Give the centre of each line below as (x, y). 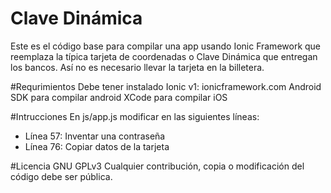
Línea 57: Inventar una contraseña (95, 136)
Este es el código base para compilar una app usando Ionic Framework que (166, 46)
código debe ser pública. (61, 176)
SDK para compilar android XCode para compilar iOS (119, 97)
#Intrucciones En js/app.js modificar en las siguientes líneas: (135, 116)
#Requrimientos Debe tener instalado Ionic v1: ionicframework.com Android (166, 86)
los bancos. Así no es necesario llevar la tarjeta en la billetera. (137, 67)
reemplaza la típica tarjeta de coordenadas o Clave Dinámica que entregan (164, 56)
